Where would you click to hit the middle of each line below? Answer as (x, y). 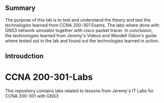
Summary (20, 8)
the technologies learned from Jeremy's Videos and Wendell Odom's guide (81, 35)
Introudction (24, 56)
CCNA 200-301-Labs (49, 77)
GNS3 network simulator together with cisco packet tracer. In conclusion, (79, 30)
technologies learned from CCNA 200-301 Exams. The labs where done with (82, 25)
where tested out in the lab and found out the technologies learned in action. (82, 41)
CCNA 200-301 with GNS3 (32, 96)
